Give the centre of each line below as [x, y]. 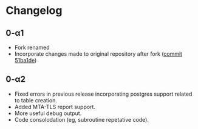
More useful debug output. [48, 113]
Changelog [34, 11]
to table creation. [36, 100]
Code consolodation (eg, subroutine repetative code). [82, 119]
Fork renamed [32, 47]
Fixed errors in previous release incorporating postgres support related [103, 94]
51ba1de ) [26, 60]
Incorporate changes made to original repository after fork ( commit [98, 54]
